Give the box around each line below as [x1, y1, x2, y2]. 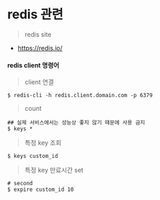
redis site [24, 30, 51, 39]
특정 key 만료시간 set [24, 166, 84, 175]
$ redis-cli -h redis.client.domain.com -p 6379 [7, 92, 153, 99]
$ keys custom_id [7, 153, 59, 160]
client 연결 [24, 78, 54, 87]
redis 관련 [7, 6, 63, 23]
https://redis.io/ [17, 44, 63, 52]
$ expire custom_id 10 [7, 186, 74, 194]
